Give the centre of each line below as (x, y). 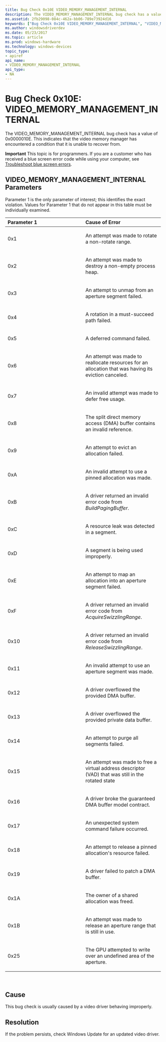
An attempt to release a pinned (121, 847)
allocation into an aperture (116, 580)
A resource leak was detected (120, 526)
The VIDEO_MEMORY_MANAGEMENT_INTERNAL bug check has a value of (82, 133)
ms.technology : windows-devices (38, 47)
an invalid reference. (109, 429)
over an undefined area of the (120, 956)
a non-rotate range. (109, 242)
